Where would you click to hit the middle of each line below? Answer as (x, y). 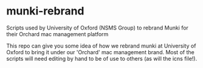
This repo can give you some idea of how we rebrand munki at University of (101, 46)
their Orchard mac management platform (57, 34)
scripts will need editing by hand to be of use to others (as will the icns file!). (102, 58)
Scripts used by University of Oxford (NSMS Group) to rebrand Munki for (97, 28)
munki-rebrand (45, 11)
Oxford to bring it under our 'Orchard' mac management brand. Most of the (100, 52)
